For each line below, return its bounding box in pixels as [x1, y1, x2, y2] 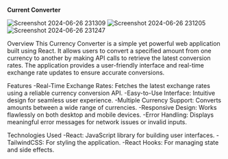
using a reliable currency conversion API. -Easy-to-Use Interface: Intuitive [7, 89, 216, 97]
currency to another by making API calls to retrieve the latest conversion [7, 54, 211, 62]
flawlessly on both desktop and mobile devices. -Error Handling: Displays [7, 111, 214, 119]
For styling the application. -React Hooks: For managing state [45, 139, 219, 146]
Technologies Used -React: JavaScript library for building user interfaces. [7, 131, 215, 139]
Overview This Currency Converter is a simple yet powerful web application [7, 40, 220, 47]
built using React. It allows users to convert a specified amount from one [7, 47, 212, 55]
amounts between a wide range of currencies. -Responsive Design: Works [7, 104, 217, 111]
